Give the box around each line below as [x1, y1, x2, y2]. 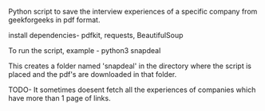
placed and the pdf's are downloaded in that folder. [8, 70, 177, 78]
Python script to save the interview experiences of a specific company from [8, 7, 258, 16]
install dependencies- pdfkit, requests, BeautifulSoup [8, 31, 184, 40]
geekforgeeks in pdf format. [8, 15, 101, 25]
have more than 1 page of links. [8, 94, 111, 102]
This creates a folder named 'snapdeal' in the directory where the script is [8, 61, 251, 71]
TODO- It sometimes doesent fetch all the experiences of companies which [8, 85, 256, 94]
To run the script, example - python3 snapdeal [8, 46, 161, 55]
